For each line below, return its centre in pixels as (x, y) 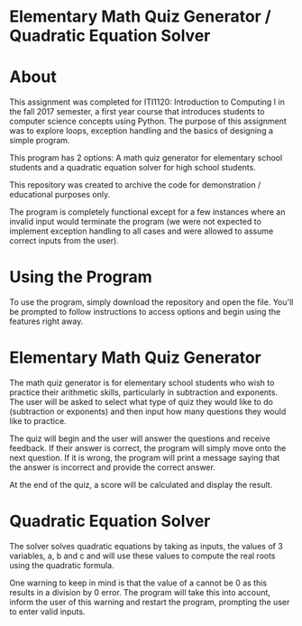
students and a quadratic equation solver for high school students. (133, 168)
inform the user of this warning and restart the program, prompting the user (150, 602)
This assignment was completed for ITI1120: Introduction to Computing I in (147, 102)
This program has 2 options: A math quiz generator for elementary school (146, 158)
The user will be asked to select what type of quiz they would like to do (141, 402)
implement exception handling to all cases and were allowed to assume (142, 231)
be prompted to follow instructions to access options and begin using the (145, 312)
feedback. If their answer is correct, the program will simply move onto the (148, 448)
